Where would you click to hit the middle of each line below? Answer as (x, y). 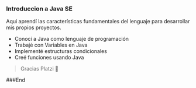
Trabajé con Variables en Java (51, 45)
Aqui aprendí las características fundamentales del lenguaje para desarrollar (98, 22)
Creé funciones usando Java (49, 58)
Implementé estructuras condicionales (61, 51)
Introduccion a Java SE (39, 9)
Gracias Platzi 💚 (39, 69)
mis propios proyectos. (34, 27)
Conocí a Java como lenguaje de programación (72, 39)
